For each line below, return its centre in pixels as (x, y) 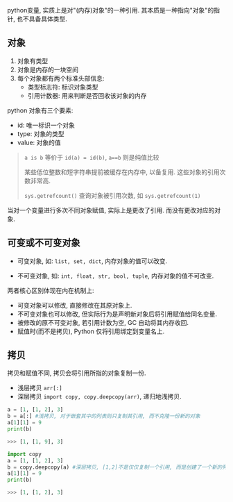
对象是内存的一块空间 (48, 69)
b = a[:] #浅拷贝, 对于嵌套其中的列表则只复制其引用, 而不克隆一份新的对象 (104, 416)
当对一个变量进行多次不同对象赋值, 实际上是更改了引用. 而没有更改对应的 (111, 210)
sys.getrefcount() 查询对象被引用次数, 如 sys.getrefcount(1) (112, 195)
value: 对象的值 (39, 142)
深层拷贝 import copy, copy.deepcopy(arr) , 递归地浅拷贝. (99, 396)
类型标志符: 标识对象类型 (63, 87)
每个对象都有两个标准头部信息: (61, 78)
